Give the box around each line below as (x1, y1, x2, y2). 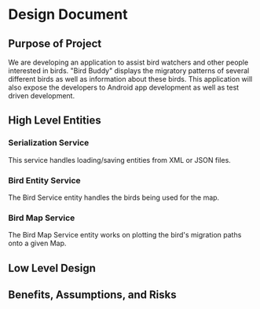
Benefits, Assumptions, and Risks (8, 289, 177, 302)
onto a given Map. (8, 238, 67, 248)
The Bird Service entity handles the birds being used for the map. (8, 193, 220, 202)
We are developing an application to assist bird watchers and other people (8, 57, 249, 67)
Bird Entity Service (8, 175, 81, 186)
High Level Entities (8, 114, 101, 127)
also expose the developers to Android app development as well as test (8, 83, 240, 92)
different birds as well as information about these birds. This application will (8, 75, 253, 83)
